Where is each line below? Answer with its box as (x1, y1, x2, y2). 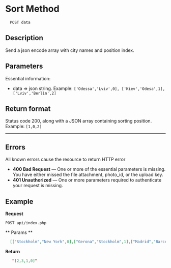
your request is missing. (12, 183, 63, 189)
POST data (10, 20, 31, 25)
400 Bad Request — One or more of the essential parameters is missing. (12, 166, 166, 172)
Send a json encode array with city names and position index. (5, 47, 134, 53)
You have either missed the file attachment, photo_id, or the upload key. (12, 171, 163, 178)
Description (5, 34, 43, 42)
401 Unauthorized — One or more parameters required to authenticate (12, 177, 162, 183)
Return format (5, 104, 51, 113)
